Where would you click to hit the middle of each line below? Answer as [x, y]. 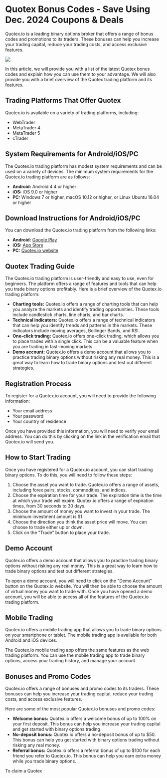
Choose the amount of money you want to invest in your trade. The [81, 511]
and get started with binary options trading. [57, 729]
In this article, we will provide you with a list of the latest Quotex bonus [78, 69]
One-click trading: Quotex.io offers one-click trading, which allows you [86, 336]
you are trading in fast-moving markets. [53, 347]
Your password [28, 416]
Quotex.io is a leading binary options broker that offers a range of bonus [79, 34]
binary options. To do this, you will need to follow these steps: [69, 475]
